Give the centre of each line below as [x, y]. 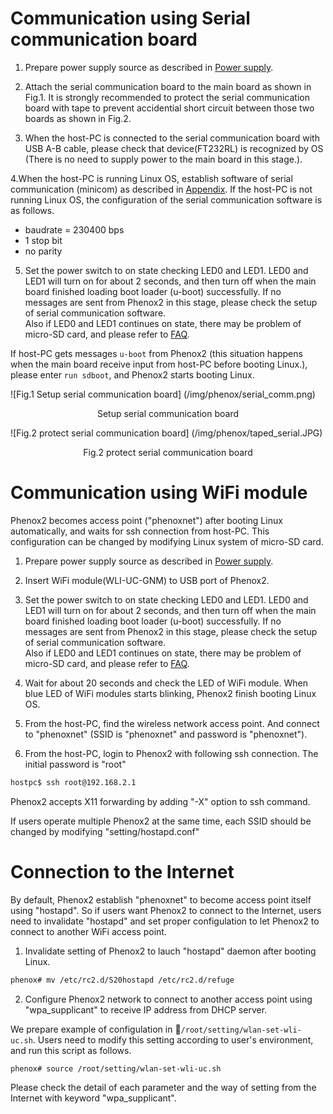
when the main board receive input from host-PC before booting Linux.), [159, 364]
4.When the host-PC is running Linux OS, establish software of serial [151, 178]
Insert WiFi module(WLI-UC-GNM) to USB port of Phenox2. [147, 580]
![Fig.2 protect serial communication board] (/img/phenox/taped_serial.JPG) [166, 433]
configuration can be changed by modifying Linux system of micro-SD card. [167, 541]
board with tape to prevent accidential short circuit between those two [169, 108]
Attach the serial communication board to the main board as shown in [168, 86]
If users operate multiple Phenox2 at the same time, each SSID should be [161, 821]
